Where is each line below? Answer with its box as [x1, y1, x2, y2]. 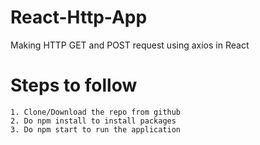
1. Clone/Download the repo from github [10, 107, 182, 117]
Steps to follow [10, 74, 138, 97]
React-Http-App [10, 6, 148, 29]
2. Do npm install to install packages [10, 116, 177, 126]
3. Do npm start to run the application [10, 124, 182, 135]
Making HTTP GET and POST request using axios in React [10, 39, 250, 51]
